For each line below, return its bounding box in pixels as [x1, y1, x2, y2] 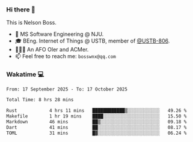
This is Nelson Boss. [6, 19, 57, 26]
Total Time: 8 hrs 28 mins [6, 97, 74, 103]
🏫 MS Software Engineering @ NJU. [14, 31, 104, 38]
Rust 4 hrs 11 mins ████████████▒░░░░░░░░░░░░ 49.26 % [6, 108, 187, 114]
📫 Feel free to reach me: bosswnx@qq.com [14, 53, 116, 60]
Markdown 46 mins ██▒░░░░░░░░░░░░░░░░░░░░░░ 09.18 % [6, 119, 187, 125]
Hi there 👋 [6, 5, 36, 14]
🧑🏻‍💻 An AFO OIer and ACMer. [14, 46, 89, 53]
